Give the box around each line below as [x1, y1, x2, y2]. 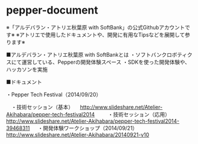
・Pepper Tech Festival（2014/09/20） [6, 91, 102, 98]
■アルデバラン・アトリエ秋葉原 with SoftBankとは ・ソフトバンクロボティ [6, 51, 187, 58]
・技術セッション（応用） [108, 110, 170, 118]
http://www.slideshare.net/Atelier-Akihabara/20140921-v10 [6, 131, 150, 138]
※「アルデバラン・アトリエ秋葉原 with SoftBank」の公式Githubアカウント [6, 24, 185, 31]
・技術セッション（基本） [11, 103, 74, 110]
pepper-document [6, 4, 99, 17]
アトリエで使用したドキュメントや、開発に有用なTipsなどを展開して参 [19, 31, 190, 38]
